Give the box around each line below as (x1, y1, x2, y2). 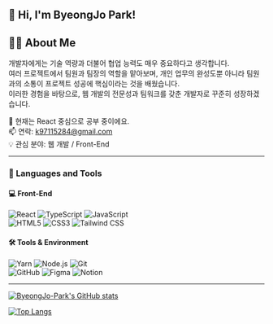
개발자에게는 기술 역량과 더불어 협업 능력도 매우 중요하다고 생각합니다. (8, 59, 230, 68)
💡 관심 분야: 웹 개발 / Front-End (8, 139, 110, 149)
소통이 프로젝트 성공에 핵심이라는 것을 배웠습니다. (23, 79, 180, 89)
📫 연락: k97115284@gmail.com (8, 127, 113, 137)
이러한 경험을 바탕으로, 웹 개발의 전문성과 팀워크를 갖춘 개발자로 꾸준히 (8, 89, 232, 99)
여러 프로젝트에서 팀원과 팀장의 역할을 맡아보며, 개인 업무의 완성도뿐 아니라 (8, 68, 245, 78)
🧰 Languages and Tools (8, 168, 102, 179)
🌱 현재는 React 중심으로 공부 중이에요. (8, 116, 130, 126)
